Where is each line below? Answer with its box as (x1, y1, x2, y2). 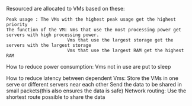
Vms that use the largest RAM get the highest (67, 47, 184, 53)
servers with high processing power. (6, 32, 100, 38)
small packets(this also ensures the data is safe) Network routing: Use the (6, 87, 187, 94)
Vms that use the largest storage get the (67, 37, 174, 43)
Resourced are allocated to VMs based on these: (6, 5, 126, 12)
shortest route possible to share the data (6, 94, 105, 100)
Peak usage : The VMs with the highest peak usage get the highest (6, 17, 177, 23)
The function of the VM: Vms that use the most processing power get (6, 27, 182, 33)
